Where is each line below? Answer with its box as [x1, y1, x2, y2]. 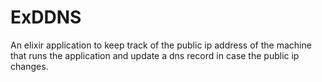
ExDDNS [10, 6, 82, 29]
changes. [10, 60, 49, 72]
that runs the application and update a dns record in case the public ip [10, 49, 300, 61]
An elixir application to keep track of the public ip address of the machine [10, 39, 312, 51]
